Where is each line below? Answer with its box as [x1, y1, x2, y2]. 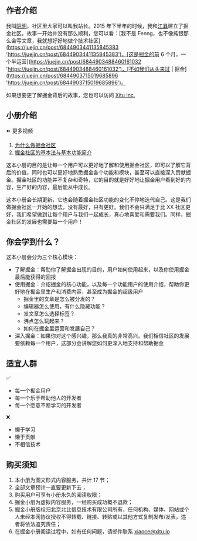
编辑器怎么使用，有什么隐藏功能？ [23, 303, 106, 310]
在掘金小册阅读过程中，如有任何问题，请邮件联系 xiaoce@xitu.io [14, 528, 170, 535]
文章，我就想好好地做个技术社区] [21, 37, 101, 44]
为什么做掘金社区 [14, 141, 56, 148]
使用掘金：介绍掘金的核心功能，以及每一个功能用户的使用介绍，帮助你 [14, 281, 185, 288]
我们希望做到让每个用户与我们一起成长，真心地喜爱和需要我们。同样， [16, 211, 186, 218]
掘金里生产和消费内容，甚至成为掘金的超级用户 [30, 288, 144, 296]
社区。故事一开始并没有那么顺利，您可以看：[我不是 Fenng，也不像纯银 [11, 29, 184, 36]
